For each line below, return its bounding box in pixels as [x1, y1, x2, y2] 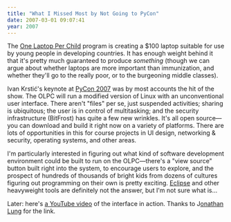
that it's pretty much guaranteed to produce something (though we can [7, 57, 210, 65]
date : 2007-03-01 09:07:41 [7, 17, 85, 24]
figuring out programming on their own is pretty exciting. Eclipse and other [7, 179, 220, 187]
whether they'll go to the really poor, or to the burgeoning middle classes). [7, 71, 219, 80]
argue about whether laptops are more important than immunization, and [7, 64, 214, 73]
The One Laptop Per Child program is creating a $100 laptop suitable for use [7, 42, 225, 50]
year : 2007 [7, 23, 39, 30]
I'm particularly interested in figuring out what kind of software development [7, 149, 225, 158]
